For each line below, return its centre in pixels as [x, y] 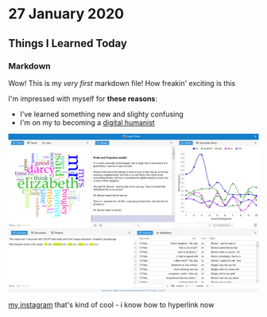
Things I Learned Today [68, 43]
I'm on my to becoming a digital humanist [87, 122]
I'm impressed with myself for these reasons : [83, 98]
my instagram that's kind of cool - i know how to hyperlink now [111, 304]
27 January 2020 [66, 14]
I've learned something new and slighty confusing [102, 114]
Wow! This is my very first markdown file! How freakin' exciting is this [122, 83]
